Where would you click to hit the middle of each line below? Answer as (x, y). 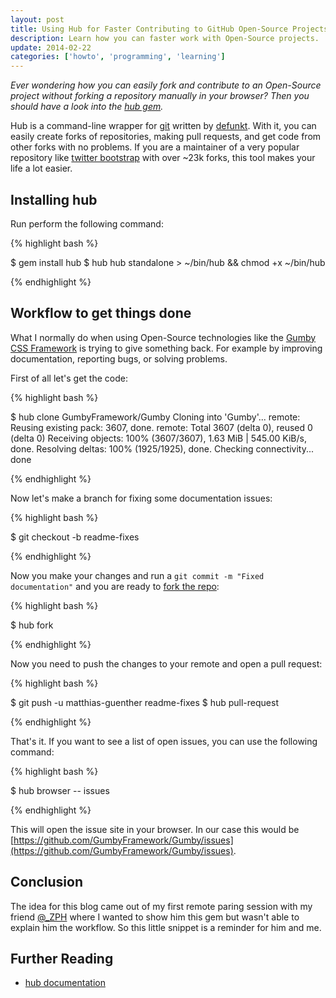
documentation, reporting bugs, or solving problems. (119, 358)
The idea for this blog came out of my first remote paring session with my (161, 906)
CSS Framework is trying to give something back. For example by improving (166, 348)
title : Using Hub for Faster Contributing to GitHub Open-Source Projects (169, 29)
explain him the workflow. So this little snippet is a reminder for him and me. (166, 927)
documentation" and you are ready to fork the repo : (115, 586)
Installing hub (54, 199)
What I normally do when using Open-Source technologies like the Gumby (163, 337)
